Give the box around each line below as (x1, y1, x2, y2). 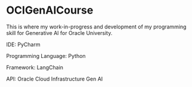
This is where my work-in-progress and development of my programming (6, 23, 187, 30)
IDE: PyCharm (6, 41, 41, 48)
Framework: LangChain (6, 63, 64, 71)
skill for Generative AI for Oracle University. (6, 29, 113, 36)
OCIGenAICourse (6, 4, 94, 17)
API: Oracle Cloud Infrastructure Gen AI (6, 75, 103, 82)
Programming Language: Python (6, 52, 86, 59)
